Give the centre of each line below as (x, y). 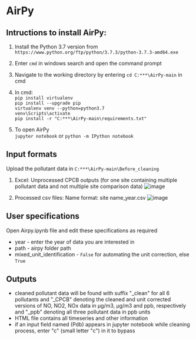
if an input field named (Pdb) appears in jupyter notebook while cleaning (102, 325)
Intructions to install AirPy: (57, 33)
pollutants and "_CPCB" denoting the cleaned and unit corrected (93, 299)
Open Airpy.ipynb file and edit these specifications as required (82, 230)
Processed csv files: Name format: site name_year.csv (80, 197)
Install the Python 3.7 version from (56, 47)
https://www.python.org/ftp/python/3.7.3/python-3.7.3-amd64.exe (96, 52)
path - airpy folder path (43, 248)
